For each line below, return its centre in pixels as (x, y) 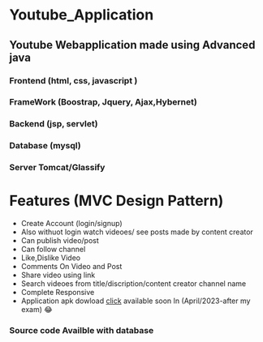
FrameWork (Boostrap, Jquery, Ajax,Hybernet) (103, 102)
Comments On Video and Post (71, 267)
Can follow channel (53, 250)
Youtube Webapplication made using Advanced (132, 45)
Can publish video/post (60, 241)
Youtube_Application (82, 15)
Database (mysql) (45, 146)
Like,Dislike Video (50, 258)
